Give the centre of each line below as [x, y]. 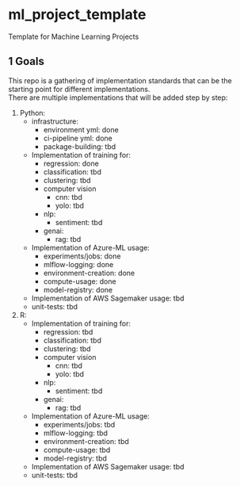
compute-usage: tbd [77, 450]
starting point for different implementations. [79, 89]
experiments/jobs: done [82, 256]
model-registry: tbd [75, 458]
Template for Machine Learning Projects [74, 36]
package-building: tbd [80, 146]
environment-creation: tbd [86, 441]
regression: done [71, 163]
